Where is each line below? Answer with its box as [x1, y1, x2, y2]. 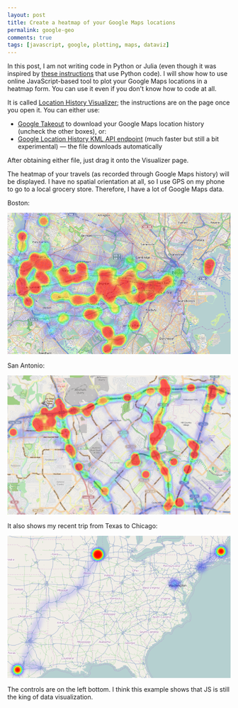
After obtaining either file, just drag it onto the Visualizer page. [7, 156, 189, 165]
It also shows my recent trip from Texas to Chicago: [7, 522, 158, 530]
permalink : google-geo [7, 26, 74, 33]
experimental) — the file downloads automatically [17, 142, 163, 151]
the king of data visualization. [7, 693, 93, 702]
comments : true [7, 34, 52, 41]
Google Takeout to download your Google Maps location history [17, 119, 205, 128]
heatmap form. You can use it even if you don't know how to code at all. [7, 85, 217, 93]
